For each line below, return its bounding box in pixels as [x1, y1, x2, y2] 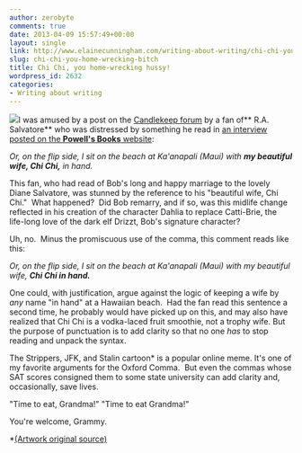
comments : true [9, 22, 67, 31]
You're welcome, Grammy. [9, 415, 108, 427]
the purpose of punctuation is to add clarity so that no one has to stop [9, 325, 269, 336]
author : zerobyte [9, 13, 75, 22]
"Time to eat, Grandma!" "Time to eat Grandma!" [9, 398, 190, 409]
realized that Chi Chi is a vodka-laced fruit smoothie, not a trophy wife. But [9, 315, 286, 326]
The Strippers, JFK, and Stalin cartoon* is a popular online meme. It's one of [9, 352, 292, 363]
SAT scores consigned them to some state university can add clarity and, [9, 371, 280, 382]
